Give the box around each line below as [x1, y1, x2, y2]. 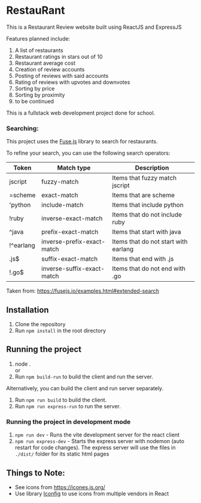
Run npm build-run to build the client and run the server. [14, 373, 154, 380]
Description [135, 164, 169, 172]
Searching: [6, 124, 39, 132]
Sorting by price [14, 85, 55, 92]
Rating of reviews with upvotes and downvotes [14, 79, 130, 86]
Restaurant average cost [14, 59, 76, 67]
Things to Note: [6, 468, 66, 478]
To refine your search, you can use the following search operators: [6, 149, 170, 156]
